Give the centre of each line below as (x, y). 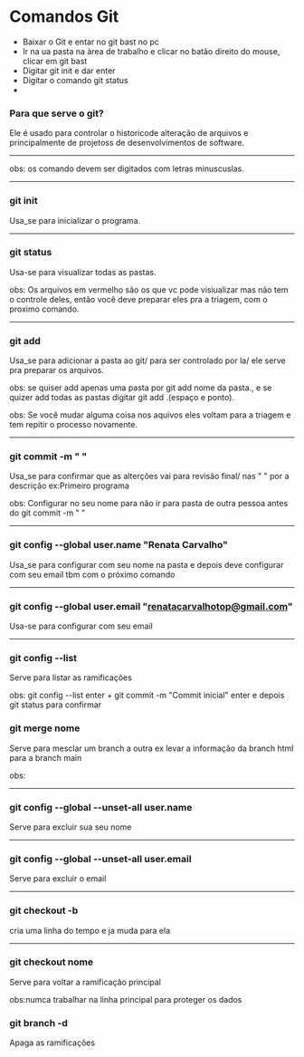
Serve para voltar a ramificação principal (85, 982)
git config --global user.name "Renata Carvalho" (119, 545)
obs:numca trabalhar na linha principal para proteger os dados (126, 999)
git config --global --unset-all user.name (101, 807)
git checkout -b (44, 910)
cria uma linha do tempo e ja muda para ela (90, 930)
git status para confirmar (56, 705)
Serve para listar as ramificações (71, 677)
